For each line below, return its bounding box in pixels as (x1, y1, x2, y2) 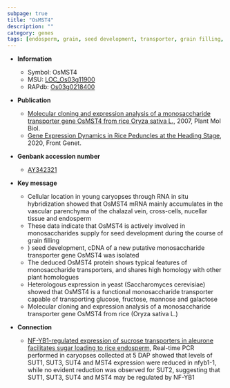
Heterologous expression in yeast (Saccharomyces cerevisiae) (27, 280, 206, 289)
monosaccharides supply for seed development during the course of (27, 229, 224, 237)
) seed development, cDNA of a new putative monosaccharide (27, 244, 205, 252)
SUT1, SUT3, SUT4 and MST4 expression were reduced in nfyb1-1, (27, 358, 217, 367)
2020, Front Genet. (27, 139, 82, 147)
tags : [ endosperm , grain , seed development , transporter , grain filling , (7, 36, 224, 43)
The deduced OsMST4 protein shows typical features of (27, 258, 188, 266)
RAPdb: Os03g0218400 (27, 83, 95, 91)
